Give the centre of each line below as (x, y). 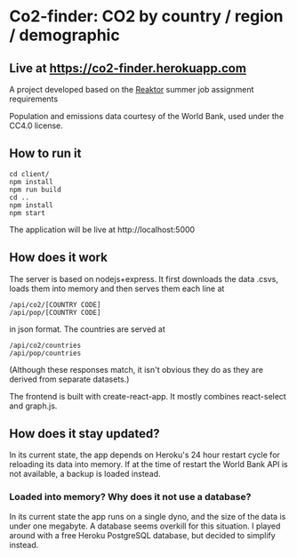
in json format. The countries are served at (88, 329)
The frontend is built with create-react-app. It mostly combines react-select (148, 396)
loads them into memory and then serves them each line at (117, 288)
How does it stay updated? (84, 434)
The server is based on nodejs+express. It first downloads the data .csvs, (144, 278)
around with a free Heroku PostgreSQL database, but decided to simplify (142, 535)
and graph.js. (33, 406)
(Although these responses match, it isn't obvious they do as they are (136, 369)
